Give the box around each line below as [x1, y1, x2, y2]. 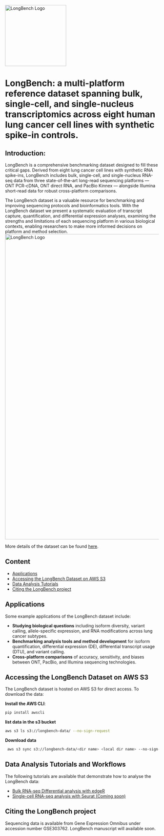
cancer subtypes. [12, 633, 48, 639]
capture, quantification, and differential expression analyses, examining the [5, 213, 156, 219]
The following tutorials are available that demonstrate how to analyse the [5, 773, 151, 779]
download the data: [5, 691, 44, 697]
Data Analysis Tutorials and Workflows [5, 760, 126, 769]
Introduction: [5, 149, 46, 157]
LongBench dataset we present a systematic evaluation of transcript [5, 208, 143, 214]
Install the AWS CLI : [5, 701, 46, 707]
